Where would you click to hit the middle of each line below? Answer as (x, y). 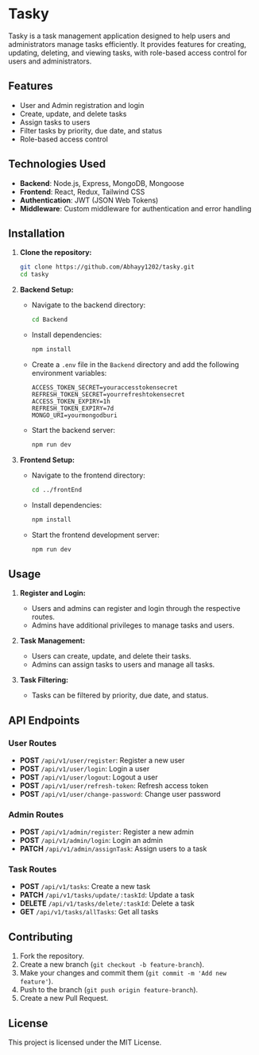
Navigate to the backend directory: (89, 305)
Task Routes (33, 869)
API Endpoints (44, 720)
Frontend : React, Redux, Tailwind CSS (82, 191)
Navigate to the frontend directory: (88, 475)
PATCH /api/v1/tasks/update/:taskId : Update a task (107, 895)
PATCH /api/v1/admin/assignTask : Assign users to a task (113, 849)
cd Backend (50, 320)
